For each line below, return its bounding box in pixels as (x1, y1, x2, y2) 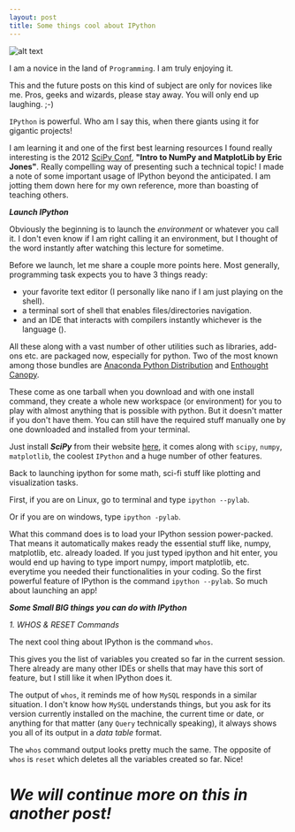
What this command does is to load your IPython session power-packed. (9, 528, 274, 539)
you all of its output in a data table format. (9, 727, 163, 737)
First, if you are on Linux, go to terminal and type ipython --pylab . (9, 494, 250, 505)
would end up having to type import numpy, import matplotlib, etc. (9, 557, 250, 567)
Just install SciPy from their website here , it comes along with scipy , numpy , (9, 441, 283, 451)
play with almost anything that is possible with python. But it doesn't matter (9, 404, 283, 416)
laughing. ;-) (9, 98, 55, 109)
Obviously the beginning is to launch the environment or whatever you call (9, 223, 280, 235)
